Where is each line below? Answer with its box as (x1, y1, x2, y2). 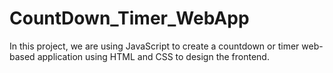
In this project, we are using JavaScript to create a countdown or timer (9, 40, 300, 52)
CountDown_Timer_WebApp (9, 7, 250, 30)
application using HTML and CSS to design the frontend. (37, 50, 270, 62)
